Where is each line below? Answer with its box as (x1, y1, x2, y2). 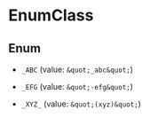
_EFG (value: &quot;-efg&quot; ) (20, 82, 134, 91)
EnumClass (8, 5, 94, 26)
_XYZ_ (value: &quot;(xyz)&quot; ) (20, 98, 141, 109)
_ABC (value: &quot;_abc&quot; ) (20, 64, 134, 75)
